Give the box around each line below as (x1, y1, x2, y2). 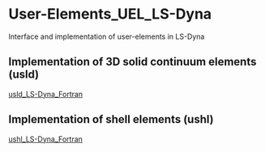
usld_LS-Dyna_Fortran (8, 89, 83, 99)
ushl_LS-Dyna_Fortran (8, 134, 83, 144)
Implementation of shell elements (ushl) (8, 112, 214, 126)
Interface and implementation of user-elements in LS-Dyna (8, 32, 205, 41)
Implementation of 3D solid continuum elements (8, 55, 257, 69)
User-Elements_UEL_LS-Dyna (8, 5, 212, 23)
